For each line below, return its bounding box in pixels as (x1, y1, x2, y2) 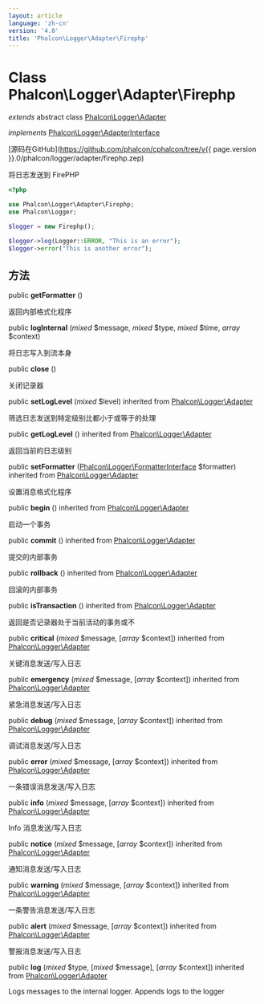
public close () (8, 364, 57, 374)
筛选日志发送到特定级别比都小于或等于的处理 (8, 413, 156, 423)
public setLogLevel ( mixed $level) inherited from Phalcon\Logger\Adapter (8, 396, 254, 406)
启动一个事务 (8, 519, 51, 530)
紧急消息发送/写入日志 (8, 700, 82, 709)
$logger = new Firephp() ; (8, 222, 95, 230)
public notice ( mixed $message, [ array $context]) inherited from (8, 839, 223, 849)
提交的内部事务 (8, 552, 58, 562)
